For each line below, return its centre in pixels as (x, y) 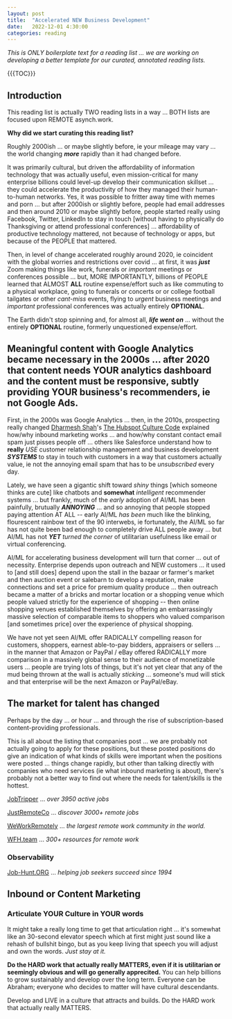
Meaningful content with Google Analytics (100, 349)
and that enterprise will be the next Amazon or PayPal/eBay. (93, 681)
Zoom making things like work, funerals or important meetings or (100, 270)
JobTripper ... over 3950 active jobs (58, 799)
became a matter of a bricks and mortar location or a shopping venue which (116, 594)
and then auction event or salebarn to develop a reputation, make (100, 579)
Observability (30, 857)
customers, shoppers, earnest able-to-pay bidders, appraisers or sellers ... (114, 645)
